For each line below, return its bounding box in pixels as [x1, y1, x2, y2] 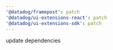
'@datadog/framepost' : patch [5, 9, 80, 15]
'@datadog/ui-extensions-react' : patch [5, 15, 108, 21]
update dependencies [5, 37, 61, 45]
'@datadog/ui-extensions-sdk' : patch [5, 20, 102, 26]
